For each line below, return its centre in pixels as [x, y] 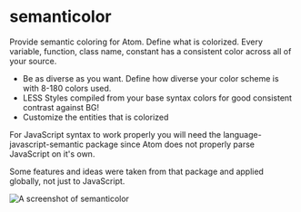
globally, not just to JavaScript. [67, 181]
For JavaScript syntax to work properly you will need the [115, 134]
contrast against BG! [61, 107]
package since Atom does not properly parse [170, 144]
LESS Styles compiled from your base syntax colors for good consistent [157, 98]
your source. [33, 61]
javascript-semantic [47, 144]
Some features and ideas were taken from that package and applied [136, 171]
